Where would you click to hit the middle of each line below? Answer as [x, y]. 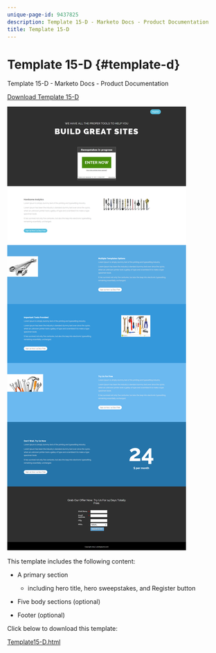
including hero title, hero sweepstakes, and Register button [111, 589]
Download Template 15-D [43, 97]
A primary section [43, 575]
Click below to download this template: [62, 629]
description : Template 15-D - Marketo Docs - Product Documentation [108, 22]
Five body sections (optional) [58, 602]
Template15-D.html [34, 642]
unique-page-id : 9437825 [43, 15]
